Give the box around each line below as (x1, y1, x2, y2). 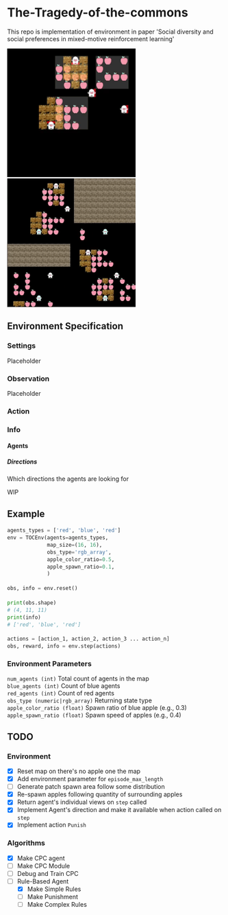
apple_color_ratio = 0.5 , (47, 556, 115, 563)
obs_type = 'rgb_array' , (47, 549, 112, 556)
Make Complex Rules (27, 901, 88, 909)
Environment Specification (7, 320, 124, 332)
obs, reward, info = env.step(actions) (7, 643, 121, 650)
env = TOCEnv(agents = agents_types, (7, 534, 109, 541)
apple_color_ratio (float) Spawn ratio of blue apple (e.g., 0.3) (7, 704, 187, 712)
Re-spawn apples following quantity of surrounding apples (16, 790, 183, 798)
